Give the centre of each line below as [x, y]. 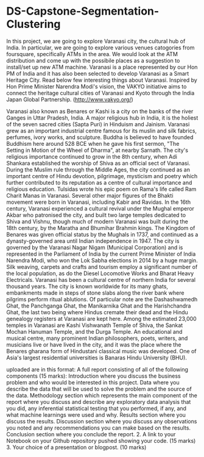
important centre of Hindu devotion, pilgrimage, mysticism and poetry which [102, 176]
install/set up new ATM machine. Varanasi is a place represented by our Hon [102, 67]
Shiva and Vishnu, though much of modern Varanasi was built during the [97, 221]
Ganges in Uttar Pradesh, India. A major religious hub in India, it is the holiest [102, 118]
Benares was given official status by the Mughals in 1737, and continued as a [102, 234]
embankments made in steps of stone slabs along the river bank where [95, 293]
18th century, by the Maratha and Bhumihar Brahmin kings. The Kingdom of [101, 228]
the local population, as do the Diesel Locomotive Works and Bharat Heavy [100, 273]
